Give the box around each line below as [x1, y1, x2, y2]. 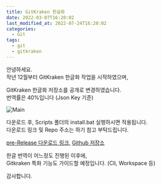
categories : [6, 25, 36, 32]
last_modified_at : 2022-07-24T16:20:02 [6, 20, 107, 26]
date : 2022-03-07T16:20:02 [6, 15, 74, 21]
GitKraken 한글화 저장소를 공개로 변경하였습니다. [6, 86, 122, 93]
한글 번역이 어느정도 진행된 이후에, [6, 152, 87, 159]
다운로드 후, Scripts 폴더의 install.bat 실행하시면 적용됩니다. [6, 118, 148, 126]
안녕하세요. [6, 66, 33, 73]
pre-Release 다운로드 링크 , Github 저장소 [6, 139, 105, 146]
